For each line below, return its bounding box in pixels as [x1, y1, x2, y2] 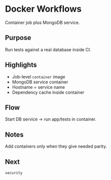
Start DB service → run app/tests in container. [5, 116, 96, 122]
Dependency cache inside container [12, 89, 85, 95]
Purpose [5, 34, 32, 42]
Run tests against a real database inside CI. [5, 46, 91, 52]
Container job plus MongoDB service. [5, 20, 80, 25]
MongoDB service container [12, 79, 68, 85]
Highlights [5, 61, 37, 69]
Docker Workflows [5, 3, 82, 15]
